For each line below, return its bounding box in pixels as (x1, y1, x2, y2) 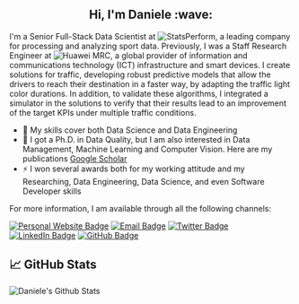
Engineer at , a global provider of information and (9, 49, 249, 61)
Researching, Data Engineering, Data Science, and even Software (22, 176, 265, 187)
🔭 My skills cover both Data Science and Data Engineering (22, 125, 238, 135)
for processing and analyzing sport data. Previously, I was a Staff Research (9, 40, 287, 51)
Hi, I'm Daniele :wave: (88, 7, 214, 22)
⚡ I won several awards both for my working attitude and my (22, 163, 245, 174)
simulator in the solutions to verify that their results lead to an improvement (9, 98, 287, 109)
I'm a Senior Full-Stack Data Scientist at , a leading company (9, 30, 291, 41)
